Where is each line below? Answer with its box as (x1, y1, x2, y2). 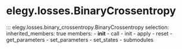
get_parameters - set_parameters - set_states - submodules (6, 36, 154, 43)
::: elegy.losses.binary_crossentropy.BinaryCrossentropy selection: (6, 24, 170, 31)
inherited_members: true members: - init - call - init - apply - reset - (6, 30, 172, 37)
